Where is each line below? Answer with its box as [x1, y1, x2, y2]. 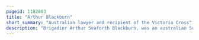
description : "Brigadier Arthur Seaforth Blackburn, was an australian [6, 25, 187, 31]
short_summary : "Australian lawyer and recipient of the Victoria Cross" [6, 19, 192, 25]
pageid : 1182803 [6, 8, 46, 15]
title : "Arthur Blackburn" [6, 14, 73, 20]
